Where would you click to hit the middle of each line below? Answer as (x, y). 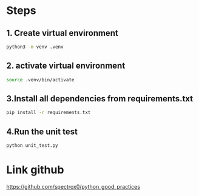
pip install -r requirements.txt (49, 113)
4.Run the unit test (42, 131)
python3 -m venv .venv (35, 47)
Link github (35, 170)
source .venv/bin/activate (40, 79)
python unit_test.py (32, 146)
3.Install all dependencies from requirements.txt (99, 99)
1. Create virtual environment (62, 33)
